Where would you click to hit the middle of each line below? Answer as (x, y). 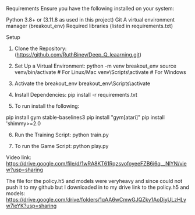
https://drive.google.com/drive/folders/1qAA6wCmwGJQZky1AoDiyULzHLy (96, 200)
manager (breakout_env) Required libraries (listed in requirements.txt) (90, 26)
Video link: (19, 157)
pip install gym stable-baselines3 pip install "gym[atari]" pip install (85, 117)
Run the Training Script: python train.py (61, 135)
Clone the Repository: (40, 48)
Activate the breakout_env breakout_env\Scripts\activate (82, 83)
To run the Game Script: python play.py (61, 146)
